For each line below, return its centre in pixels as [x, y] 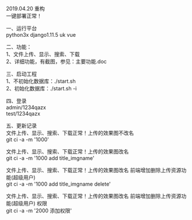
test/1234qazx [23, 114]
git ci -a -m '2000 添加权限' [39, 211]
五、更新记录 [21, 125]
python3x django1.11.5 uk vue [41, 35]
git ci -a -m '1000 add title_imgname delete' [58, 184]
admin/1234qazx [26, 107]
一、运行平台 [21, 28]
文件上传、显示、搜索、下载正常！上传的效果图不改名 [70, 133]
